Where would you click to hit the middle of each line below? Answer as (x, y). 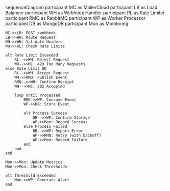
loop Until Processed (37, 95)
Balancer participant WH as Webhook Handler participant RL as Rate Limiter (85, 13)
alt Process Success (45, 113)
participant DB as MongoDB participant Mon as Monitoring (67, 23)
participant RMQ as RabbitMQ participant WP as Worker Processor (75, 18)
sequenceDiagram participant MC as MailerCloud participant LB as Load (81, 7)
